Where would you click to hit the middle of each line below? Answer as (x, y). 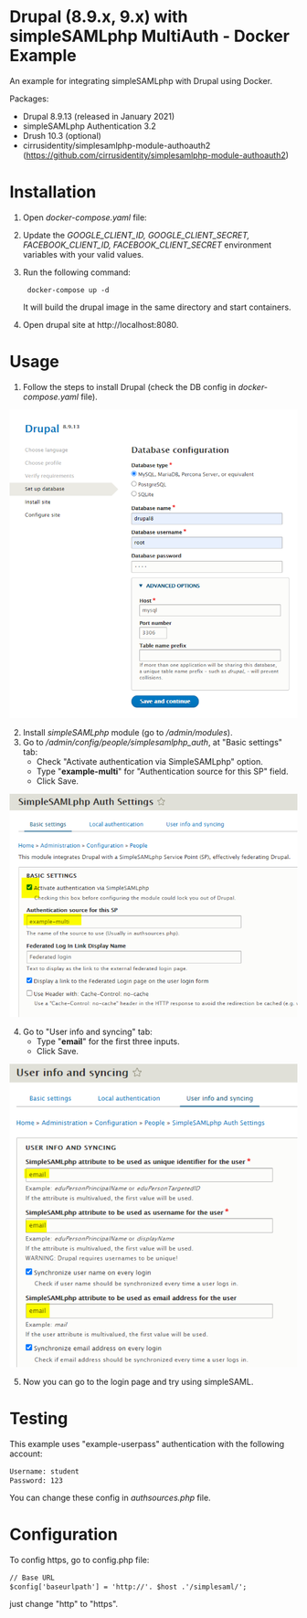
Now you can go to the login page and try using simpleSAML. (138, 1382)
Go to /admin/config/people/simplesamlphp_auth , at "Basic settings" (153, 743)
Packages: (29, 99)
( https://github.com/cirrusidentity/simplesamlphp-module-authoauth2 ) (156, 155)
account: (26, 1454)
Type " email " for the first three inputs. (108, 1041)
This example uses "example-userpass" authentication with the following (147, 1444)
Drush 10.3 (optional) (62, 135)
